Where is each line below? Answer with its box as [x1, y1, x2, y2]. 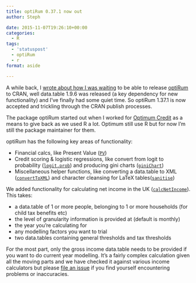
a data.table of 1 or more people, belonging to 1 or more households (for [14, 203, 188, 210]
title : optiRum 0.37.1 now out [6, 8, 82, 15]
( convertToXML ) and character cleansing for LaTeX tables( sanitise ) [14, 174, 175, 181]
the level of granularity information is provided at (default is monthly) [14, 215, 180, 223]
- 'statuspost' [11, 46, 49, 53]
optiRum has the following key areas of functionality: [6, 138, 133, 145]
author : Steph [6, 14, 41, 20]
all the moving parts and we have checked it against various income [6, 258, 170, 265]
